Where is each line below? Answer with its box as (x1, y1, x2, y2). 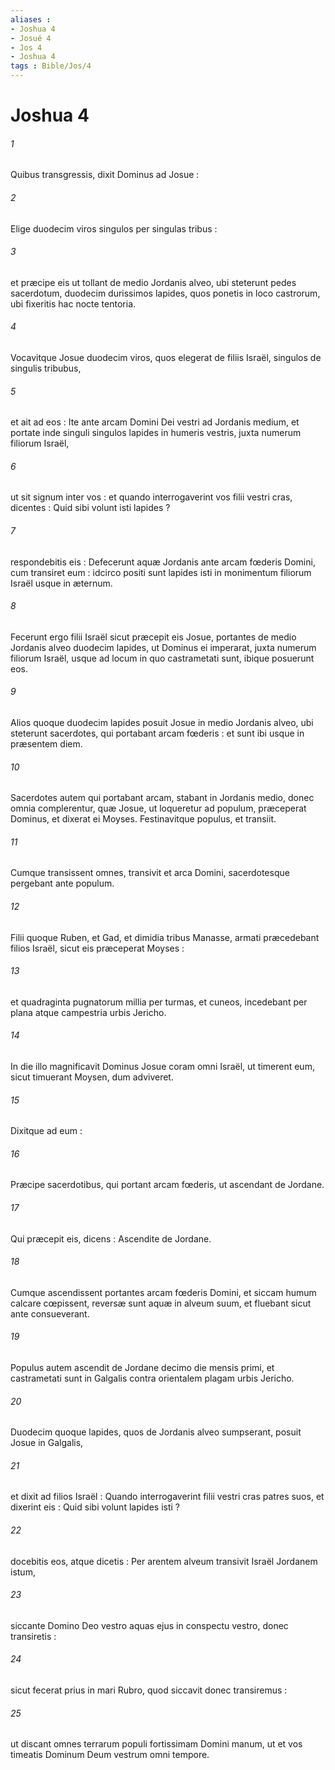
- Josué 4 (10, 33, 52, 43)
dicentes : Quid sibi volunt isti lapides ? (10, 502, 171, 514)
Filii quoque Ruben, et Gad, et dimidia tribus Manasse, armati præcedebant (10, 931, 320, 943)
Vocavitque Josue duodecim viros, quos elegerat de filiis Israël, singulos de (10, 352, 322, 363)
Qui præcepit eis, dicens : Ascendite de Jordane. (10, 1232, 212, 1245)
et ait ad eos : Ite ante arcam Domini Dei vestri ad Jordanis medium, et (10, 416, 300, 428)
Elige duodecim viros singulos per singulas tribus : (10, 222, 218, 235)
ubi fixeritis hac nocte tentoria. (10, 297, 137, 310)
